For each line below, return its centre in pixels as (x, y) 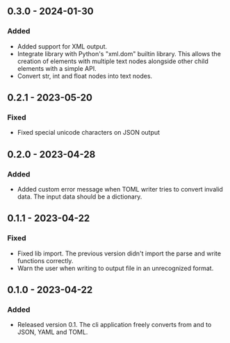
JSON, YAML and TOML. (52, 332)
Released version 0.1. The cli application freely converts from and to (114, 325)
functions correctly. (45, 260)
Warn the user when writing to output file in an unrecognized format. (115, 268)
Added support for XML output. (62, 46)
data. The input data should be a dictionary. (80, 196)
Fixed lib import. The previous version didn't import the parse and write (119, 253)
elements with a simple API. (57, 68)
